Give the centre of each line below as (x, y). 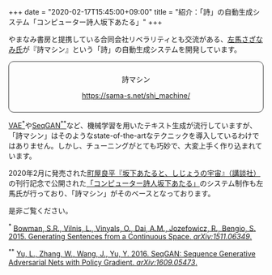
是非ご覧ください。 (40, 210)
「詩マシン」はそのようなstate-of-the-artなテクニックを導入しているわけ (130, 135)
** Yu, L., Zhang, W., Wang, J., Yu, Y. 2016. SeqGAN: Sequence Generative (132, 253)
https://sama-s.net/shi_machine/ (136, 95)
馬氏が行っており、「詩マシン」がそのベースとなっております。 (112, 193)
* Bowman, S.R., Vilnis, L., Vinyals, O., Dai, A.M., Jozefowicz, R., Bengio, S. (132, 227)
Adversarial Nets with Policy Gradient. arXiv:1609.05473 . (103, 262)
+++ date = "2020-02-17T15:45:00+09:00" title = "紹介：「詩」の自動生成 (131, 12)
